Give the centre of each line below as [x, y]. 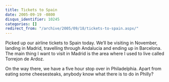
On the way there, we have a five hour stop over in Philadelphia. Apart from [83, 69]
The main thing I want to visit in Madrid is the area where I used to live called [85, 54]
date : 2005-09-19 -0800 [30, 15]
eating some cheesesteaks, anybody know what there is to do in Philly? [79, 74]
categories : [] [21, 24]
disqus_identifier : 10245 [32, 19]
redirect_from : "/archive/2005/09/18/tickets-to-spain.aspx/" [72, 29]
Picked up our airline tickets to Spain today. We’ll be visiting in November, [81, 43]
